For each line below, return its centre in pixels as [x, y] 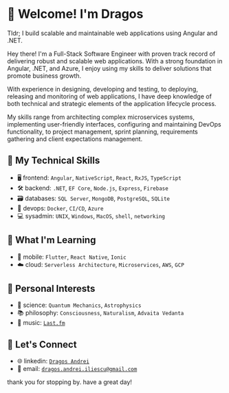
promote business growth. [44, 76]
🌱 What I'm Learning [52, 240]
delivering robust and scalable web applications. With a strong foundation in [115, 61]
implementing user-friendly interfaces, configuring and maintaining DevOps [114, 124]
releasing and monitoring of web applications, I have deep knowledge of [109, 96]
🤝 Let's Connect [42, 344]
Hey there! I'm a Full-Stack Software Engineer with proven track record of [111, 54]
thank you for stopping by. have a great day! [70, 382]
